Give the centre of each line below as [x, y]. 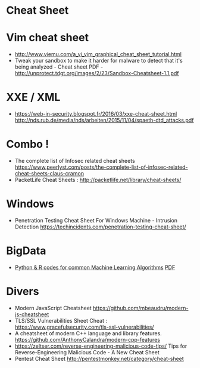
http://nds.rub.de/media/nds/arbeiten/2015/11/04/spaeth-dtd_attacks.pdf [104, 120]
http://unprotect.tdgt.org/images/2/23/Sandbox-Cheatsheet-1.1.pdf [97, 73]
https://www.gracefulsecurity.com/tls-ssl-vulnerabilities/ [84, 327]
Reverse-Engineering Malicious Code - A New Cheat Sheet [87, 352]
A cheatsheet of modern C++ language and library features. [88, 333]
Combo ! [28, 144]
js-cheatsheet [32, 314]
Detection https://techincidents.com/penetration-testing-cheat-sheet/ [100, 227]
